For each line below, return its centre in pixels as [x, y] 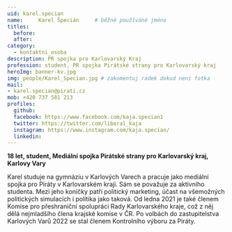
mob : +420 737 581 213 [40, 98]
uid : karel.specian [36, 14]
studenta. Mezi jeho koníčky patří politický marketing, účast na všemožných [116, 192]
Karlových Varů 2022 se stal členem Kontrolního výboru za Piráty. [102, 221]
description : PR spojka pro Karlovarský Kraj [74, 59]
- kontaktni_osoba [40, 53]
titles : [18, 26]
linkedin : [28, 136]
